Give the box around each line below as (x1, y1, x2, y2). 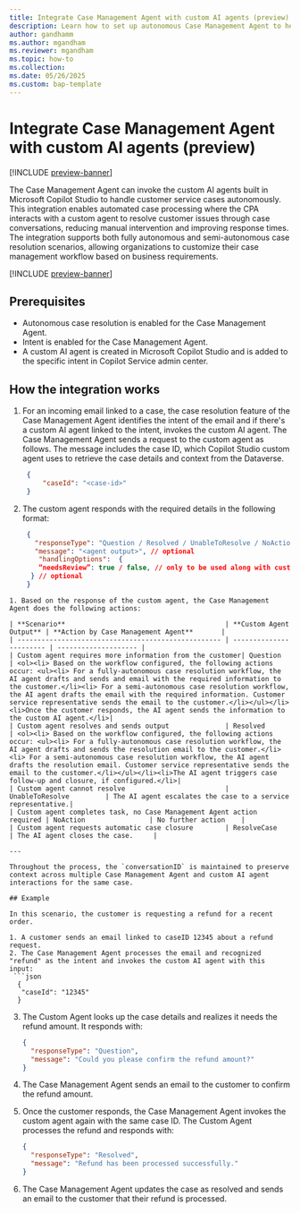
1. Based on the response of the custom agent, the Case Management (9, 596, 270, 605)
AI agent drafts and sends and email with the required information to (9, 674, 281, 683)
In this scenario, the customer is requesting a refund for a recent (9, 910, 274, 918)
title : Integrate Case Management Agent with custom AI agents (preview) (9, 13, 290, 22)
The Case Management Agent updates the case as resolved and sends (21, 1183, 284, 1194)
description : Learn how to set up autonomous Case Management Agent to (9, 21, 281, 30)
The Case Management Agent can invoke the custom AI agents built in (9, 184, 269, 195)
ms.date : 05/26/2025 (9, 72, 87, 81)
